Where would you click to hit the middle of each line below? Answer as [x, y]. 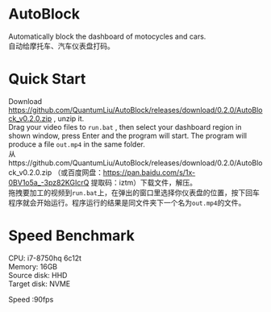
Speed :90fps [31, 299]
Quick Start [47, 79]
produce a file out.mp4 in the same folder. [77, 144]
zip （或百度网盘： [72, 172]
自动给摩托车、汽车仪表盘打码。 [61, 46]
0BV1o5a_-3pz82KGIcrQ [49, 182]
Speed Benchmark [72, 236]
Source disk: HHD [38, 275]
